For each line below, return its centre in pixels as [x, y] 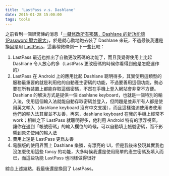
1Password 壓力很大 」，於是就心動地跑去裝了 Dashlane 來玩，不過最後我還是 [84, 40]
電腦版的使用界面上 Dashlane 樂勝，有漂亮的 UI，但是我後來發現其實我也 [88, 145]
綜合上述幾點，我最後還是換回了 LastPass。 [51, 168]
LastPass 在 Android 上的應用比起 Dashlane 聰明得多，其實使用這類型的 [87, 76]
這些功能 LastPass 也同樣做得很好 [61, 158]
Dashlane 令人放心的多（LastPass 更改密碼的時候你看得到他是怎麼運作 [86, 64]
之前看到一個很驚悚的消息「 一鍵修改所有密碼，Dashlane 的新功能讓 [75, 34]
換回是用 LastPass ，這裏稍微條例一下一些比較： [55, 47]
